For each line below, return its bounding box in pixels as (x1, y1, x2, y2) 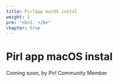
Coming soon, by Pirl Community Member (6, 70, 107, 77)
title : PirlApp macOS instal (6, 8, 77, 15)
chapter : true (6, 25, 41, 31)
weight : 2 (6, 14, 31, 20)
